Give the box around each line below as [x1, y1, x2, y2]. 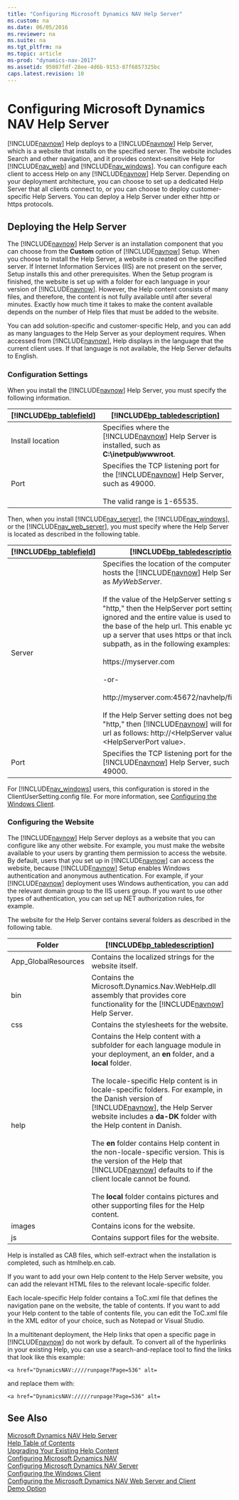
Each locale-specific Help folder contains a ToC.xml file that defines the [7, 1293, 218, 1302]
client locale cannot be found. [91, 1174, 191, 1184]
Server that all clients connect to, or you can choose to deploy [7, 185, 190, 193]
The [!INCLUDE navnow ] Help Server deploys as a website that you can [7, 833, 216, 842]
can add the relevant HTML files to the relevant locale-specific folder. [7, 1280, 211, 1288]
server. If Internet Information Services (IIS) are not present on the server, [7, 262, 223, 271]
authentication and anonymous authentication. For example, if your [7, 871, 204, 880]
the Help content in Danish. [91, 1120, 182, 1130]
